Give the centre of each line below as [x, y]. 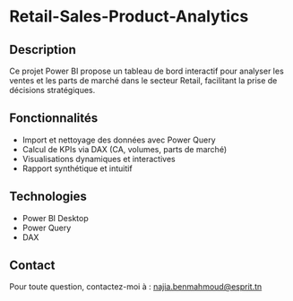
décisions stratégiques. [52, 90]
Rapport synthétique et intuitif [77, 168]
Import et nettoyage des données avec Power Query [119, 140]
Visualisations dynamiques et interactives [99, 159]
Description [43, 50]
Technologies [48, 197]
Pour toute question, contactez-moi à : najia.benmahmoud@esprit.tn [136, 287]
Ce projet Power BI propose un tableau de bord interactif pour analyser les [146, 71]
